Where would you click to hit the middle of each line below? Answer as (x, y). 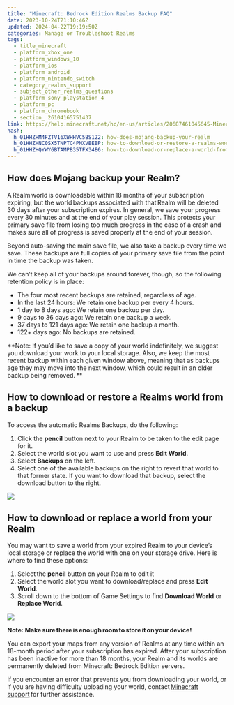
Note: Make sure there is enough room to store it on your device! (100, 630)
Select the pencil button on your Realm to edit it (86, 574)
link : (15, 124)
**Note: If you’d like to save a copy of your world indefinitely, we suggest (113, 346)
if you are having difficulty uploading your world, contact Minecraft (103, 687)
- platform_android (42, 72)
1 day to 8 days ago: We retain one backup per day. (91, 310)
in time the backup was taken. (50, 260)
